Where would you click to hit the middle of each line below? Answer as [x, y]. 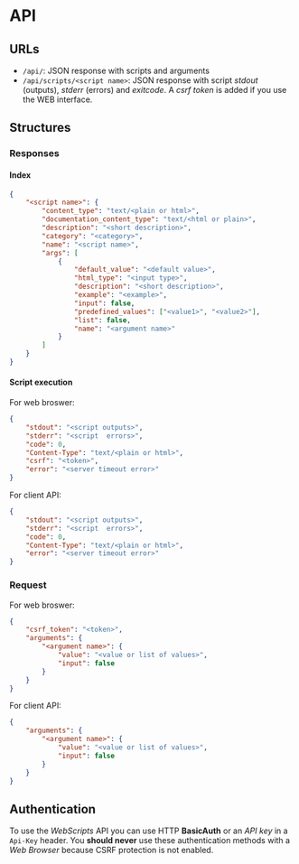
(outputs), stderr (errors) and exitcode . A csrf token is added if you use [154, 90]
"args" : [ [60, 253]
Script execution [41, 382]
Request [28, 585]
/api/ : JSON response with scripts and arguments [116, 70]
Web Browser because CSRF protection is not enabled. [112, 850]
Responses [35, 153]
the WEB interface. [57, 99]
